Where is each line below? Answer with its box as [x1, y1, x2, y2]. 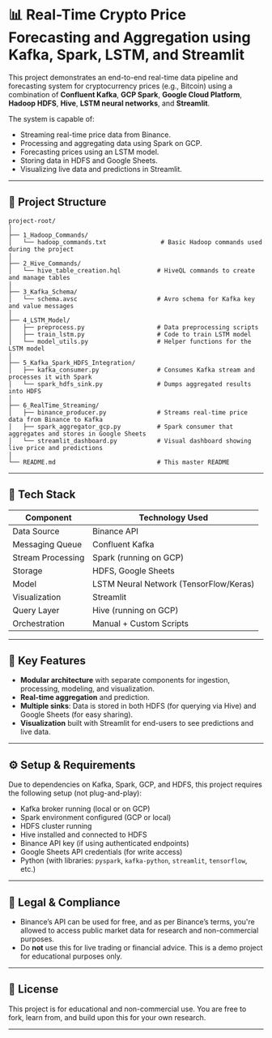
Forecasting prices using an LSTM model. [19, 147, 159, 157]
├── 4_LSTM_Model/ [8, 316, 70, 324]
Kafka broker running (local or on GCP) [19, 804, 151, 814]
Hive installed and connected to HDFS [19, 830, 147, 839]
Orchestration [12, 617, 65, 628]
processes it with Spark [8, 373, 92, 381]
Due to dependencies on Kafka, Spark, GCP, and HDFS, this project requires [8, 779, 263, 790]
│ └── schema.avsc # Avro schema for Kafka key [8, 294, 255, 303]
